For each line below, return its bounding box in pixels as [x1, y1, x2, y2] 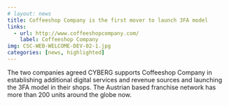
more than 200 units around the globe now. [7, 90, 132, 98]
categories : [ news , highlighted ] [7, 50, 105, 56]
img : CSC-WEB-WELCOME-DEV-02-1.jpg [7, 43, 111, 50]
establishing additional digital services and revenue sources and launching [7, 75, 223, 84]
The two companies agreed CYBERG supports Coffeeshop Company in [7, 68, 212, 77]
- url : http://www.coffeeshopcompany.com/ [13, 29, 139, 37]
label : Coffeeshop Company [20, 36, 99, 43]
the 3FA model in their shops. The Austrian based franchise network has [7, 83, 216, 91]
